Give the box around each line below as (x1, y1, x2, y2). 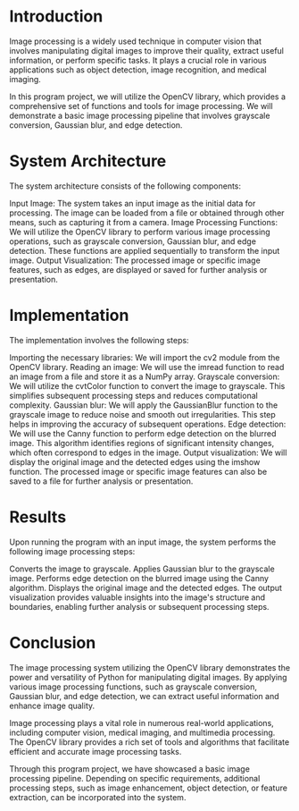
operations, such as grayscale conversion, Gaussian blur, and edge (9, 235, 257, 247)
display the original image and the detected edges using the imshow (9, 456, 261, 467)
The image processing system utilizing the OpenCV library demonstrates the (9, 662, 291, 672)
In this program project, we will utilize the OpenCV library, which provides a (9, 91, 287, 102)
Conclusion (9, 632, 96, 653)
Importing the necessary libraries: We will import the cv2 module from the (9, 351, 280, 363)
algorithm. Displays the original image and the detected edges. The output (9, 582, 283, 593)
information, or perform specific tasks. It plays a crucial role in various (9, 55, 267, 65)
